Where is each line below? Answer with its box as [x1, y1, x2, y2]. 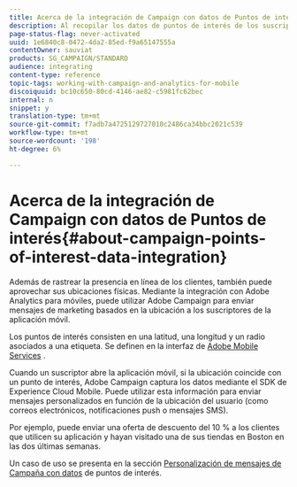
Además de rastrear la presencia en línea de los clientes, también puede [9, 276, 272, 287]
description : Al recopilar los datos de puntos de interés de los [9, 21, 259, 30]
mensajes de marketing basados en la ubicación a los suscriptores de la [9, 305, 271, 315]
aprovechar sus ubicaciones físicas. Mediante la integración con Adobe [9, 285, 270, 297]
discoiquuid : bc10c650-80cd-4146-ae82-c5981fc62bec [9, 87, 203, 96]
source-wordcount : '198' [9, 136, 101, 145]
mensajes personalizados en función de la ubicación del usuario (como [9, 395, 269, 406]
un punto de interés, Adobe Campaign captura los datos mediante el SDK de [9, 376, 287, 387]
